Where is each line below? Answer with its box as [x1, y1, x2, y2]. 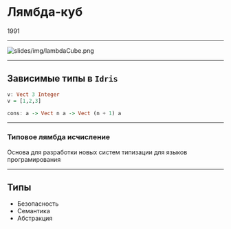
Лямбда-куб [7, 4, 83, 20]
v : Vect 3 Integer [7, 91, 60, 98]
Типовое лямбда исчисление [7, 132, 111, 142]
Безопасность [16, 200, 59, 208]
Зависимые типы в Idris [7, 73, 118, 84]
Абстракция [16, 214, 53, 223]
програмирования [7, 155, 61, 163]
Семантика [16, 207, 50, 215]
